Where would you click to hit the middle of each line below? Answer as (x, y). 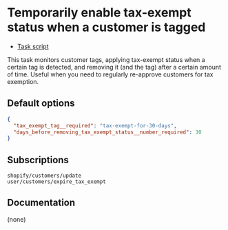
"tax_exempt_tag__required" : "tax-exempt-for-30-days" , (95, 125)
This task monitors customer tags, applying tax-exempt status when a (106, 59)
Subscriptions (38, 160)
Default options (41, 104)
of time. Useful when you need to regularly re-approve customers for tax (110, 74)
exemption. (23, 81)
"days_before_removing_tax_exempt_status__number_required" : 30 (107, 132)
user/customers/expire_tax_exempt (57, 182)
